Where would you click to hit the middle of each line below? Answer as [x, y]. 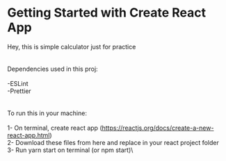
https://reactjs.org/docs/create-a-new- [158, 128]
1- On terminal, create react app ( [55, 128]
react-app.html [29, 135]
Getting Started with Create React [107, 13]
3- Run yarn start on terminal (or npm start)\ [70, 150]
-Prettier [19, 91]
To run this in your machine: [47, 113]
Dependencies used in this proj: [53, 69]
